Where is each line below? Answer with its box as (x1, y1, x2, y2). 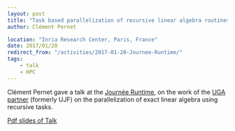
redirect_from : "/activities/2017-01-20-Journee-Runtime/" (7, 49, 183, 56)
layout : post (7, 10, 45, 18)
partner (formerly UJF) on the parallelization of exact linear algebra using (7, 95, 218, 104)
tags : (7, 55, 23, 63)
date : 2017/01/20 (7, 43, 58, 50)
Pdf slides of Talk (7, 116, 57, 125)
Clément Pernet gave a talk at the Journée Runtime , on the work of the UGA (7, 88, 226, 96)
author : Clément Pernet (7, 23, 77, 30)
